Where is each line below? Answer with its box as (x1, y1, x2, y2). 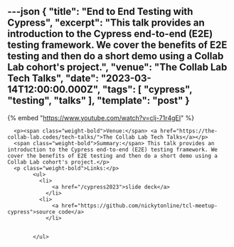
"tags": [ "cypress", (102, 83, 193, 95)
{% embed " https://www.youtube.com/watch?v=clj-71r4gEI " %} (7, 113, 194, 122)
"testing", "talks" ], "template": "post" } (7, 95, 190, 107)
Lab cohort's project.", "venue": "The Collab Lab (7, 61, 228, 73)
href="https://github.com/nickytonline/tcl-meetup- (61, 202, 218, 209)
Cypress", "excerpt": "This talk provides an (7, 17, 205, 29)
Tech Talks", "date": (7, 73, 100, 85)
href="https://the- (159, 127, 218, 135)
